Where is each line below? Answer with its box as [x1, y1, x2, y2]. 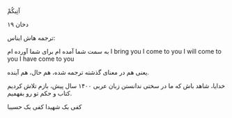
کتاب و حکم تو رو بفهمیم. [7, 89, 72, 97]
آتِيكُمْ [7, 7, 21, 15]
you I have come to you [7, 54, 75, 63]
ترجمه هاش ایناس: [7, 34, 56, 42]
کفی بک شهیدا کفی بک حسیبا [7, 103, 82, 111]
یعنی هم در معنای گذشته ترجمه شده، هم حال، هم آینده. [7, 68, 150, 76]
